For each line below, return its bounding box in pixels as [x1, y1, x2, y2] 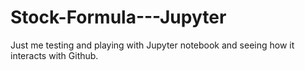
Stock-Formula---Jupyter [10, 6, 227, 29]
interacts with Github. [10, 49, 99, 61]
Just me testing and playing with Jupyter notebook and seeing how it [10, 39, 295, 51]
